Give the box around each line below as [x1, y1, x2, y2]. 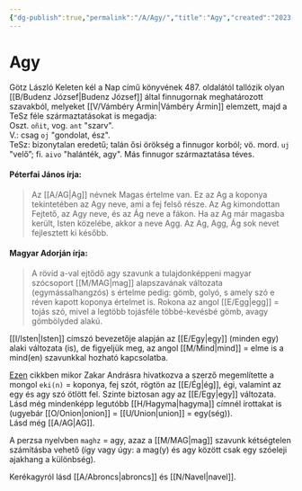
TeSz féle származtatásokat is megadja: [9, 110, 157, 121]
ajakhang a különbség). [9, 453, 96, 464]
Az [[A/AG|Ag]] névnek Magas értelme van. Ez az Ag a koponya [31, 189, 268, 200]
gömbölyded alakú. [31, 316, 103, 326]
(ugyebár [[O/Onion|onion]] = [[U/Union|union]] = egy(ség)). [9, 407, 234, 418]
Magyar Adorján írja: [9, 248, 88, 259]
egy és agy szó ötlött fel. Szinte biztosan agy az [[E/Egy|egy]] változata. [9, 388, 277, 399]
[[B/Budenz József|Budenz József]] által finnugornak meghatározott [9, 91, 263, 102]
